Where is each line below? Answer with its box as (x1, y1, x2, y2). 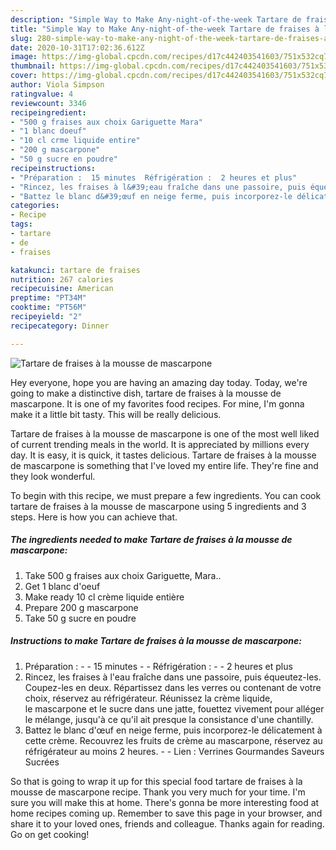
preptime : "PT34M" (10, 293, 87, 303)
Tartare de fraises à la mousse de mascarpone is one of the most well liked (10, 427, 320, 440)
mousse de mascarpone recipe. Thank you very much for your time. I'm (10, 786, 306, 798)
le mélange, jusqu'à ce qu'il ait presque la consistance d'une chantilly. (24, 713, 314, 725)
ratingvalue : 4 (10, 89, 74, 99)
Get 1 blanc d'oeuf (24, 580, 101, 592)
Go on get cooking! (10, 828, 90, 840)
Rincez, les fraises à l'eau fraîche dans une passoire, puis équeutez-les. (24, 671, 322, 683)
